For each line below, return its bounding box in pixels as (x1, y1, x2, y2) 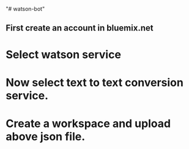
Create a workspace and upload (6, 117, 171, 131)
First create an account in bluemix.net (6, 23, 154, 33)
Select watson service (6, 47, 122, 61)
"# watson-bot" (6, 6, 45, 12)
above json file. (6, 129, 86, 143)
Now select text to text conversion (6, 75, 184, 90)
